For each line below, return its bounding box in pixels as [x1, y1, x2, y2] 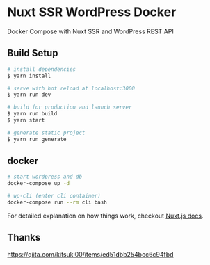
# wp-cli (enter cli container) [7, 193, 101, 200]
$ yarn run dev [7, 91, 51, 98]
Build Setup [7, 47, 58, 59]
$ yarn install [7, 72, 51, 79]
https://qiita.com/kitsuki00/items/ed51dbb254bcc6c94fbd [7, 250, 174, 258]
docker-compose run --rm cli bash [7, 199, 108, 206]
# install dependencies [7, 65, 76, 73]
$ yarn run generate [7, 136, 67, 143]
